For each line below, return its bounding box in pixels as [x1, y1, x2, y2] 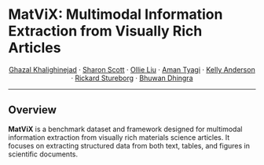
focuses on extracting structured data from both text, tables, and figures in [8, 141, 250, 150]
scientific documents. [8, 149, 79, 159]
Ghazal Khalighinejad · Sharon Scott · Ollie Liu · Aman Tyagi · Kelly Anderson [9, 64, 255, 74]
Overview [8, 104, 57, 117]
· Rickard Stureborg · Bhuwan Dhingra [70, 73, 194, 82]
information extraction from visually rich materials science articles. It [8, 132, 230, 142]
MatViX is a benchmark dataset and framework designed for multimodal [8, 124, 243, 134]
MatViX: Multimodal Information [8, 5, 223, 24]
